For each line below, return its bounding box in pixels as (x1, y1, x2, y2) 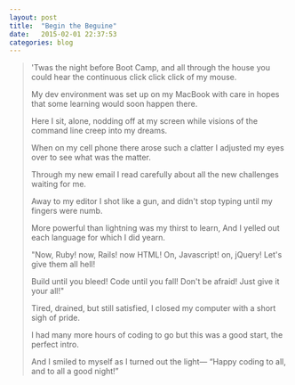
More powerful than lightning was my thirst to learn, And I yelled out (30, 223, 280, 233)
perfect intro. (30, 340, 80, 350)
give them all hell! (30, 259, 96, 270)
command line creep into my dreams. (30, 126, 168, 136)
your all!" (30, 286, 65, 297)
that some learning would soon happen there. (30, 99, 198, 110)
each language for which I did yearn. (30, 233, 166, 243)
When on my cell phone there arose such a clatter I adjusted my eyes (30, 143, 284, 153)
